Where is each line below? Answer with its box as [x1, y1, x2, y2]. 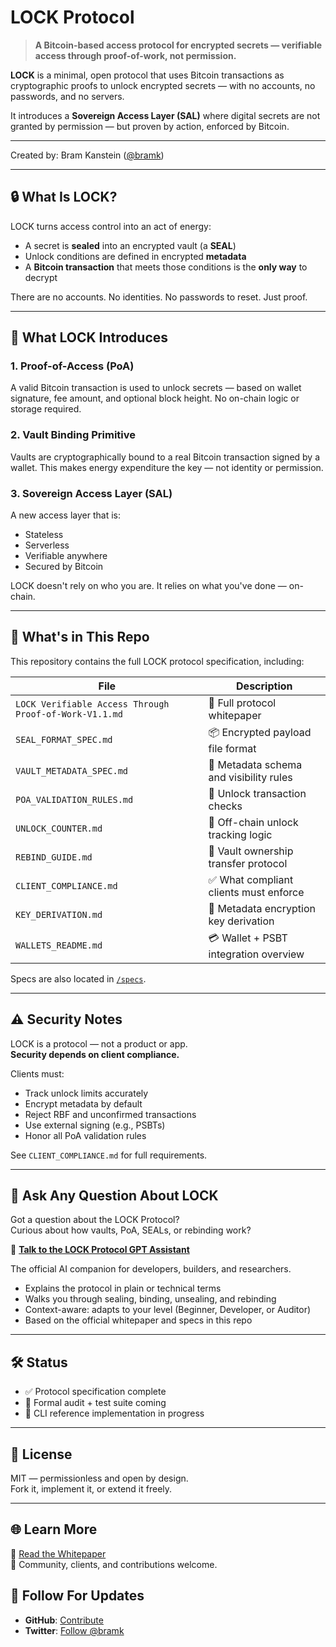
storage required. [10, 403, 82, 415]
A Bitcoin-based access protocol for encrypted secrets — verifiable [34, 39, 323, 51]
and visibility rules [208, 770, 293, 784]
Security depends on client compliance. [10, 1048, 180, 1060]
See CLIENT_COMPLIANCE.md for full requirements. [10, 1149, 208, 1161]
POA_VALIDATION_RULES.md [15, 794, 134, 805]
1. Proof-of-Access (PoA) [10, 359, 135, 373]
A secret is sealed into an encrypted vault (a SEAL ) [24, 239, 237, 251]
